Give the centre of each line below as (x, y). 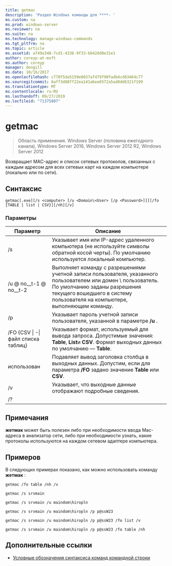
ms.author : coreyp (25, 63)
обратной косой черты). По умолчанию (101, 253)
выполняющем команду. (83, 306)
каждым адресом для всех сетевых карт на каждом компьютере (77, 167)
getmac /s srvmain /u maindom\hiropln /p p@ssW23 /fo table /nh (75, 529)
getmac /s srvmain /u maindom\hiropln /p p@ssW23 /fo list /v (73, 520)
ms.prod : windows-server (32, 24)
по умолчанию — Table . (82, 349)
